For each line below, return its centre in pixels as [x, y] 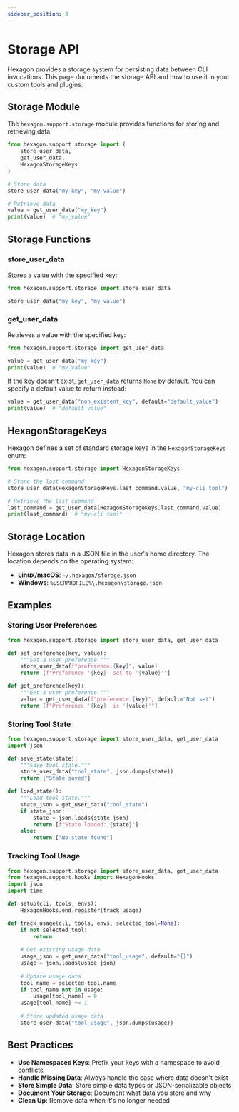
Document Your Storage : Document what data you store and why [115, 1093]
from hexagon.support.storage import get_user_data [86, 348]
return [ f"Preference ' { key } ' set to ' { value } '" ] [96, 673]
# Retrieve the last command [51, 501]
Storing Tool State [39, 724]
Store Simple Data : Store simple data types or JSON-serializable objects [124, 1085]
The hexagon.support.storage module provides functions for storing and [113, 124]
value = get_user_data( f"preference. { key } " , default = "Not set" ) [118, 699]
